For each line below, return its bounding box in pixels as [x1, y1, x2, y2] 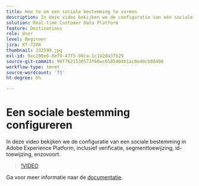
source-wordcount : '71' [6, 70, 66, 75]
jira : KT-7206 [6, 42, 42, 48]
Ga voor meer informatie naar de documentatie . [6, 174, 123, 181]
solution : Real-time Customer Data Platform [6, 20, 119, 26]
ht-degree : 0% [6, 75, 42, 81]
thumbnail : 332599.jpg [6, 48, 63, 53]
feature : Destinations [6, 25, 63, 31]
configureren [6, 118, 73, 132]
